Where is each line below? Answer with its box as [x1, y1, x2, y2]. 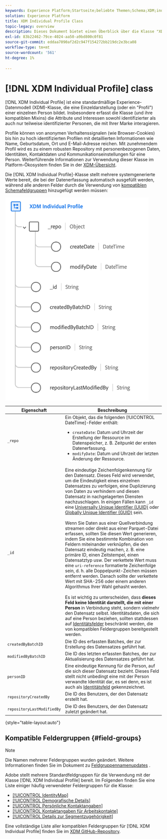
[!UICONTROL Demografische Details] [12, 797, 91, 803]
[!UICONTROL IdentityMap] [12, 792, 69, 798]
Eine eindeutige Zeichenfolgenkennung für [65, 467, 153, 473]
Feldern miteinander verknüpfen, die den [65, 541, 148, 547]
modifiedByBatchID [7, 654, 46, 659]
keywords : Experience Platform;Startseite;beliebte [5, 8, 114, 13]
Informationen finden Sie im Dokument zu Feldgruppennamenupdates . [5, 762, 151, 768]
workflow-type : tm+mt [5, 45, 50, 50]
